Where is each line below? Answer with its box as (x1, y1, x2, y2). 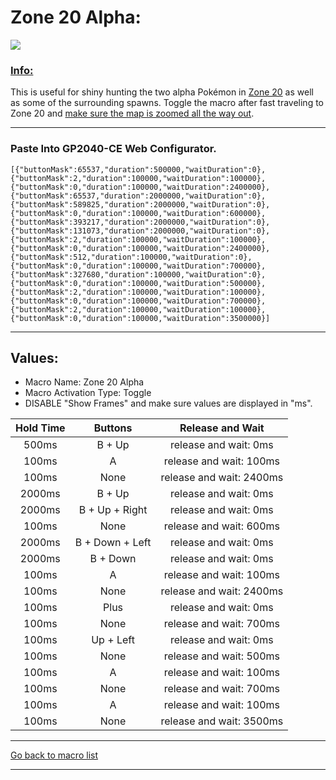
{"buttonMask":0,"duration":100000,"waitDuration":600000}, (10, 208, 267, 218)
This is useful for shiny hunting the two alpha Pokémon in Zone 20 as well (10, 86, 314, 98)
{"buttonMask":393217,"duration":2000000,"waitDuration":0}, (10, 217, 271, 227)
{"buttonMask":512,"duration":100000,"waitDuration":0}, (10, 252, 253, 262)
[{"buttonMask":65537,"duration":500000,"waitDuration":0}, (10, 164, 267, 175)
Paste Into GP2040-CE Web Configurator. (10, 142, 217, 156)
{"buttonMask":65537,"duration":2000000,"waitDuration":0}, (10, 191, 267, 201)
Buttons (93, 421, 133, 435)
